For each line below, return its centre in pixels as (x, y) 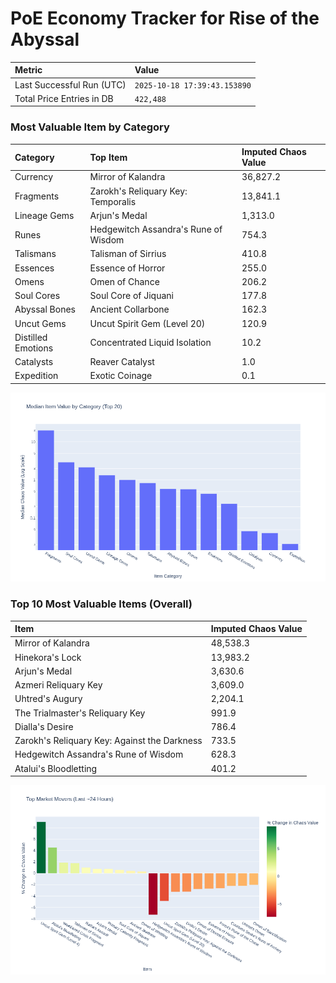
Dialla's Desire (44, 726)
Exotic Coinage (121, 376)
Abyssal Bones (45, 309)
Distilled (31, 337)
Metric (28, 70)
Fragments (37, 196)
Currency (34, 177)
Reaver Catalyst (122, 362)
